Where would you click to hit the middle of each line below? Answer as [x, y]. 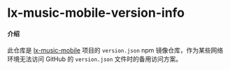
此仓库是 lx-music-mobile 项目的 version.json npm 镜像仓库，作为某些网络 [115, 50]
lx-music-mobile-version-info [96, 13]
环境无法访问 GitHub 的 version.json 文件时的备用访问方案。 [95, 59]
